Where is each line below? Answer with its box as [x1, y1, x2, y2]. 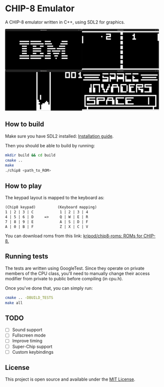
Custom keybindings [12, 349, 54, 355]
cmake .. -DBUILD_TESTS [5, 295, 54, 300]
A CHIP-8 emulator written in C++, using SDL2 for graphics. [5, 19, 125, 25]
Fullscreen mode [12, 332, 46, 338]
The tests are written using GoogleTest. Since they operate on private [5, 265, 145, 271]
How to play [5, 182, 42, 190]
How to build [5, 120, 44, 129]
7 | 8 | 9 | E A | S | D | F [5, 219, 89, 224]
